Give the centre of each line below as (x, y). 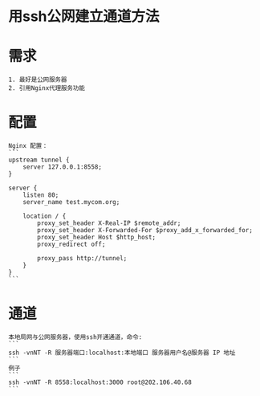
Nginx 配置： (28, 146)
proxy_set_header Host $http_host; (97, 238)
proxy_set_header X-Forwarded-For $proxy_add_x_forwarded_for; (145, 231)
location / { (45, 216)
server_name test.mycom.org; (71, 202)
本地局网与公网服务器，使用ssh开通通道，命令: (75, 337)
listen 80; (41, 195)
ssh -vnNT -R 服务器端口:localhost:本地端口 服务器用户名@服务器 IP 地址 (122, 353)
